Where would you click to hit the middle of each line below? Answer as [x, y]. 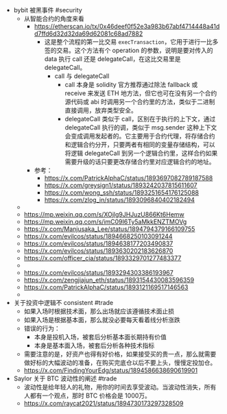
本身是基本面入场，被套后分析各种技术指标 [94, 345]
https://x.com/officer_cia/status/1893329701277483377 [103, 258]
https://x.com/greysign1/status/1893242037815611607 [121, 185]
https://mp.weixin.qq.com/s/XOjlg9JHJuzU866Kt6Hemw [104, 214]
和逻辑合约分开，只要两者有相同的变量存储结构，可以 [140, 145]
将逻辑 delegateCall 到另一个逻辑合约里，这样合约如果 [141, 153]
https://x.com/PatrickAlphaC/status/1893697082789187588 [129, 178]
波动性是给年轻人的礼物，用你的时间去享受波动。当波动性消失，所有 [120, 387]
